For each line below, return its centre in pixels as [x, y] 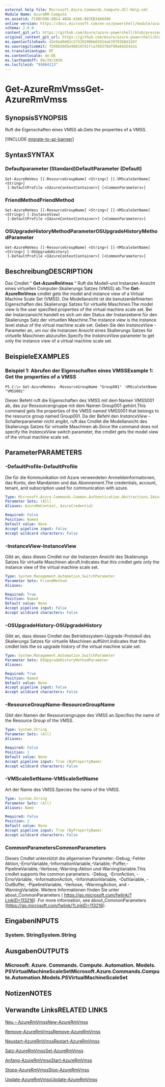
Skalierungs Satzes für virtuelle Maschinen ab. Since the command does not [82, 426]
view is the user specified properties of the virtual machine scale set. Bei [79, 309]
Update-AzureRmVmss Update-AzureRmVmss [51, 1079]
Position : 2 [17, 821]
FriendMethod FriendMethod [40, 200]
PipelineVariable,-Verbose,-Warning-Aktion [49, 869]
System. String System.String [41, 935]
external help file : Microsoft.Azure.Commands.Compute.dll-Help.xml [77, 10]
